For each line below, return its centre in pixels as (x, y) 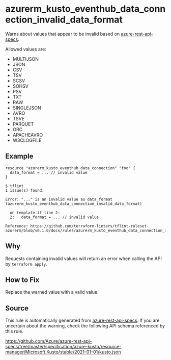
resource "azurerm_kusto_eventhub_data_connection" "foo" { (70, 168)
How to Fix (22, 280)
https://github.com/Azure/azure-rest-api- (49, 341)
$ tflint (15, 186)
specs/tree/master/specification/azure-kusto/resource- (63, 347)
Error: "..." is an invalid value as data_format (59, 199)
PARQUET (23, 124)
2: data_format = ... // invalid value (54, 217)
